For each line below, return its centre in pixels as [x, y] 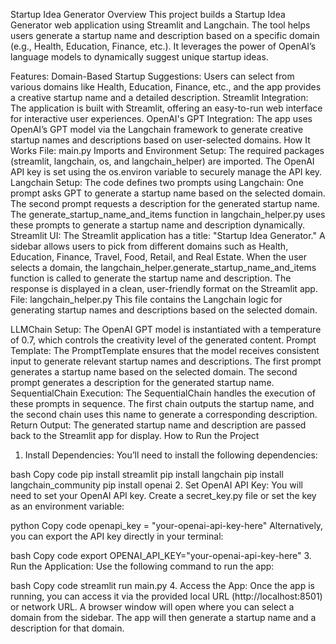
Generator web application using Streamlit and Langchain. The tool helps [160, 25]
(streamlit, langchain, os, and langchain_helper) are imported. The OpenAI [162, 161]
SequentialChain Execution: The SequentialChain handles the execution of [163, 393]
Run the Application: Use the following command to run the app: [142, 566]
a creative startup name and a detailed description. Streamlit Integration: [159, 97]
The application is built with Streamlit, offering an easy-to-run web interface [166, 108]
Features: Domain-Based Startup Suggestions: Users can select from [152, 76]
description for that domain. [67, 628]
